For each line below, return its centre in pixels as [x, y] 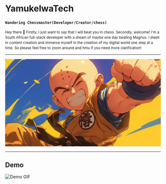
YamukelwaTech [40, 9]
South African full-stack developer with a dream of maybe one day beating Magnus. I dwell [82, 37]
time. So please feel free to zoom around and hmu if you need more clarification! [73, 48]
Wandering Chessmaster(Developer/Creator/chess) [56, 23]
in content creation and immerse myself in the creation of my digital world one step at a [79, 42]
